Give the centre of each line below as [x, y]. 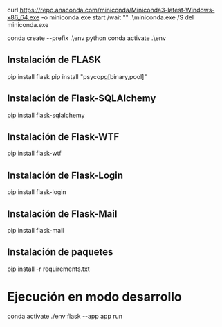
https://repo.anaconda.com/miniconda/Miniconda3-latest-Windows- [117, 10]
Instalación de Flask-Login [65, 175]
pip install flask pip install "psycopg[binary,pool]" [77, 76]
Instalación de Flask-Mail [62, 214]
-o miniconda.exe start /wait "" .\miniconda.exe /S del [118, 17]
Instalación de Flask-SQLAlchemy [82, 99]
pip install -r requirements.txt [48, 269]
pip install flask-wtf [34, 153]
